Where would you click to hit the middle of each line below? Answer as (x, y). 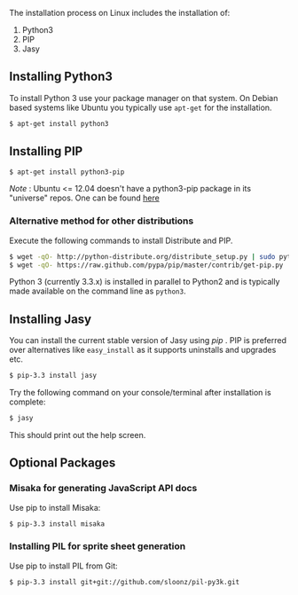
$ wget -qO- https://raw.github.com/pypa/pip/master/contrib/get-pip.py (146, 265)
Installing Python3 (61, 77)
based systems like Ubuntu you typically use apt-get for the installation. (141, 107)
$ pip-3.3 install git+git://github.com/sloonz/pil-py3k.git (125, 582)
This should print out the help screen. (78, 435)
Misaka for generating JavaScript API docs (103, 489)
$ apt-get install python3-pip (67, 172)
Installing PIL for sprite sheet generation (98, 546)
